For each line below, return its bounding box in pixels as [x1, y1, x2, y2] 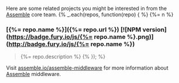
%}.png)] [126, 33, 154, 41]
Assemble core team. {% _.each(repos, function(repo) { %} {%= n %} [6, 11, 174, 18]
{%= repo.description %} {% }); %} [20, 53, 106, 60]
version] [142, 26, 167, 34]
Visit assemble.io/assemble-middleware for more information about [6, 64, 168, 71]
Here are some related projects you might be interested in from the [6, 5, 167, 12]
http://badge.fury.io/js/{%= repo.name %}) [8, 40, 135, 48]
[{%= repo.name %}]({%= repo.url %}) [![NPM [6, 26, 142, 34]
